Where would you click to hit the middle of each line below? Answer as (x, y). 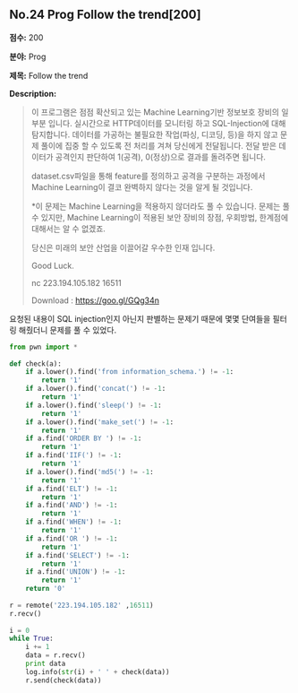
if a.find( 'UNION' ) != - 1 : (76, 572)
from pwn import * (43, 347)
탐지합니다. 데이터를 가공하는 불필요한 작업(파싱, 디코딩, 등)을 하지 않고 (155, 134)
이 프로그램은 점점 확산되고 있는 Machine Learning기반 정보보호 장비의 (155, 112)
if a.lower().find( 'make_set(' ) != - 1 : (100, 422)
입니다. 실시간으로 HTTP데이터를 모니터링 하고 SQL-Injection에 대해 (167, 123)
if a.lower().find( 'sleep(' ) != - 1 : (94, 405)
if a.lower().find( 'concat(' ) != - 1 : (96, 389)
